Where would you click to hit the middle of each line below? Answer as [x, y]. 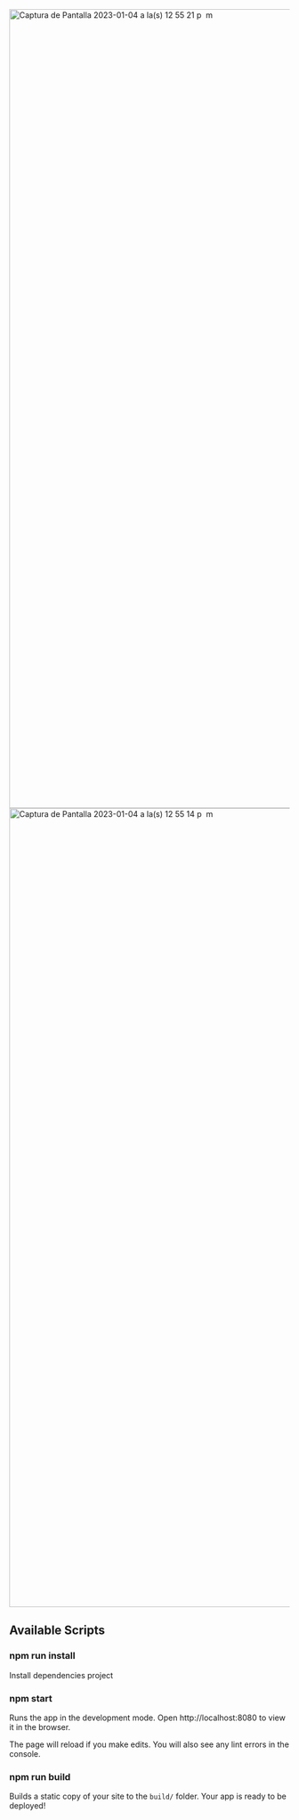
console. [25, 1753]
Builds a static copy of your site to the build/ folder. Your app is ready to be [148, 1796]
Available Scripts [57, 1631]
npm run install [42, 1656]
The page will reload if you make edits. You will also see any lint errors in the [149, 1744]
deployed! [28, 1806]
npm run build [40, 1776]
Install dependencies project [61, 1675]
